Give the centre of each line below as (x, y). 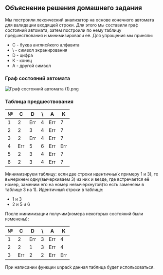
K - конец (22, 60)
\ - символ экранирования (40, 50)
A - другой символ (31, 65)
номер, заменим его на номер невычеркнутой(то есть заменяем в (75, 185)
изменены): (17, 219)
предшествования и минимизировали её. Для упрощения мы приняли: (79, 35)
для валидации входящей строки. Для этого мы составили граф (72, 25)
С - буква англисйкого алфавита (46, 45)
